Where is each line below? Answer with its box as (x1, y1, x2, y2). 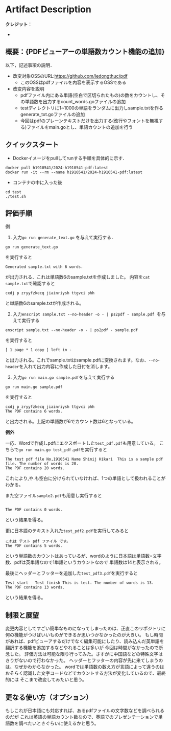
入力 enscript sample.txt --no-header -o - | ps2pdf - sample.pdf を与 (12, 311, 166, 317)
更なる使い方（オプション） (5, 693, 93, 701)
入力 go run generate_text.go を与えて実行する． (12, 234, 116, 241)
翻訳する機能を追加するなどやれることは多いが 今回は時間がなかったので (5, 645, 159, 651)
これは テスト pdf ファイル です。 (5, 539, 70, 544)
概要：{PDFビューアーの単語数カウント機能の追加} (5, 48, 165, 56)
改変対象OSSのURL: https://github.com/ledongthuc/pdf (12, 73, 128, 79)
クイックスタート (5, 141, 59, 149)
